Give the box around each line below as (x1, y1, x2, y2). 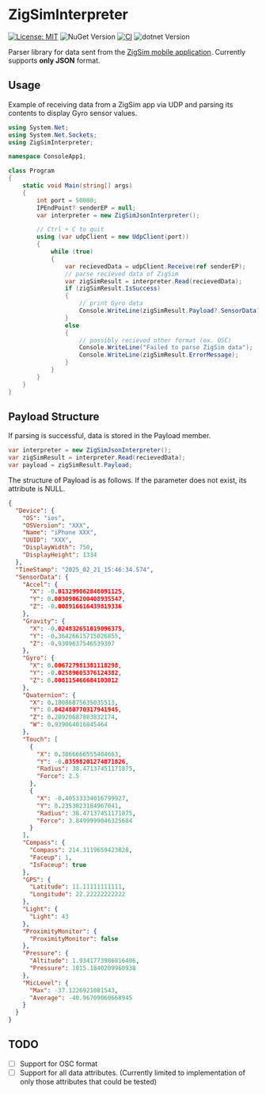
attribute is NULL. (8, 483, 66, 493)
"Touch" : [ (22, 735, 59, 743)
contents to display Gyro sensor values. (8, 108, 138, 117)
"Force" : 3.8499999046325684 (36, 816, 133, 825)
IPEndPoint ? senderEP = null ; (36, 204, 136, 212)
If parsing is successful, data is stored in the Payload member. (8, 431, 211, 441)
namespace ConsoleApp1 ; (8, 152, 87, 160)
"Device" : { (15, 507, 55, 514)
